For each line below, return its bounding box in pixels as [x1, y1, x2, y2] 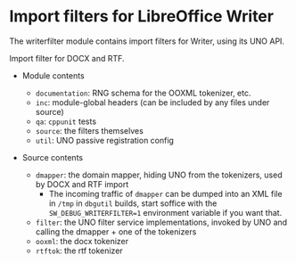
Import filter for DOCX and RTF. [9, 53, 125, 63]
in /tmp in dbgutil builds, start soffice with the [48, 198, 218, 209]
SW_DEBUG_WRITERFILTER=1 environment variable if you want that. [48, 207, 283, 218]
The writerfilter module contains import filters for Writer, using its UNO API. [9, 36, 285, 46]
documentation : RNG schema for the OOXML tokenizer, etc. [35, 87, 251, 98]
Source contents [21, 152, 83, 162]
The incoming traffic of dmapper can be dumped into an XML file [48, 188, 283, 199]
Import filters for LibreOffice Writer [9, 6, 275, 27]
